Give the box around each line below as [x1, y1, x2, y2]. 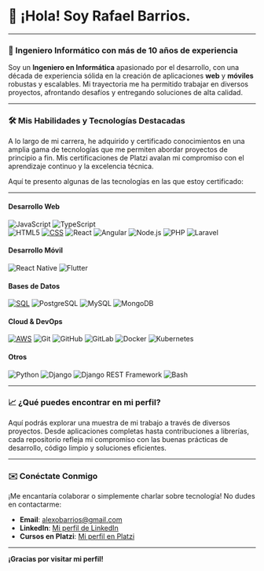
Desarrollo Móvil [8, 245, 64, 255]
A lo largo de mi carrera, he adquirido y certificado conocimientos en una [8, 136, 245, 146]
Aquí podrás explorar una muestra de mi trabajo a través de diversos [8, 418, 230, 427]
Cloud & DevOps [8, 316, 63, 326]
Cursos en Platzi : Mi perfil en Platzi [19, 532, 135, 541]
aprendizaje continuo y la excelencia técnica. [8, 161, 155, 171]
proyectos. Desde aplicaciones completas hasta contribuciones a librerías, [8, 426, 250, 436]
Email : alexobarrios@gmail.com [19, 515, 123, 525]
